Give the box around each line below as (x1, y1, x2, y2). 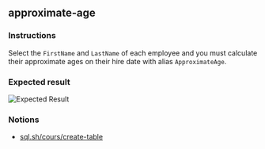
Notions (8, 114, 40, 125)
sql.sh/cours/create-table (19, 132, 104, 142)
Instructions (8, 30, 57, 41)
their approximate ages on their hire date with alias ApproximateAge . (8, 56, 227, 66)
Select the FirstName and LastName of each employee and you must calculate (8, 48, 258, 58)
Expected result (8, 76, 70, 87)
